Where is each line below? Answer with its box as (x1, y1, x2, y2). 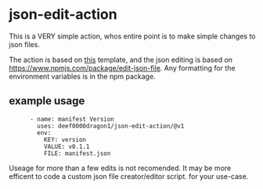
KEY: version (43, 136, 87, 144)
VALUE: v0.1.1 (43, 143, 90, 151)
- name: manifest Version (29, 115, 114, 123)
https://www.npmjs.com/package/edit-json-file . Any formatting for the (9, 63, 236, 72)
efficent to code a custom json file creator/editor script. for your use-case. (9, 171, 249, 181)
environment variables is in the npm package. (9, 71, 156, 81)
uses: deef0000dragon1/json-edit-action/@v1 (37, 122, 185, 130)
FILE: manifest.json (43, 149, 111, 158)
